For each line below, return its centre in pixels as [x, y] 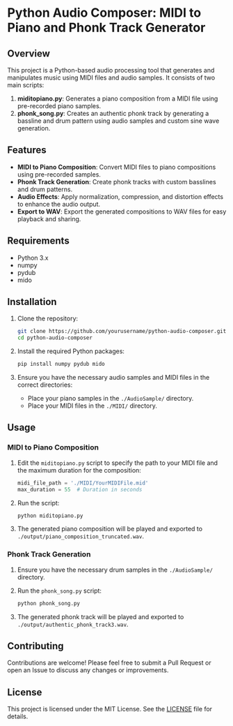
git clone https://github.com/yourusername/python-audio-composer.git [122, 332]
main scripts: [26, 85]
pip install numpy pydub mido [61, 364]
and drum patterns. [45, 189]
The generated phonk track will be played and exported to [101, 616]
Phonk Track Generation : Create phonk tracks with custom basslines [117, 181]
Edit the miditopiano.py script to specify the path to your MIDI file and [117, 463]
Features [27, 150]
